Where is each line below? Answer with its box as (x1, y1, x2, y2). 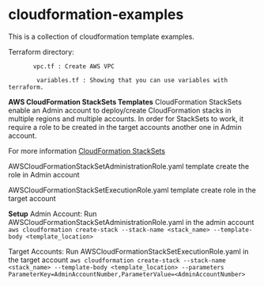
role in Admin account (8, 170, 80, 179)
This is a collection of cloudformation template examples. (8, 32, 195, 41)
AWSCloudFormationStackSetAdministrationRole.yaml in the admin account (8, 217, 255, 227)
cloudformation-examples (8, 6, 184, 24)
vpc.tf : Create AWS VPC (32, 62, 115, 71)
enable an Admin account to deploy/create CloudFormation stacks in (8, 105, 232, 115)
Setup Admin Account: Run (8, 208, 97, 219)
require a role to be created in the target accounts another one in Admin (8, 122, 243, 132)
